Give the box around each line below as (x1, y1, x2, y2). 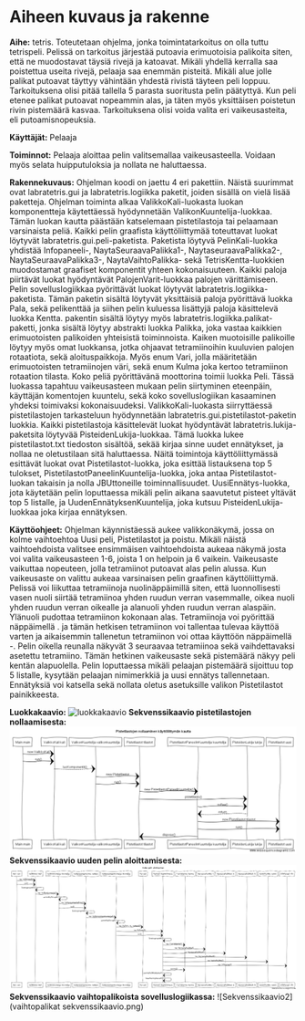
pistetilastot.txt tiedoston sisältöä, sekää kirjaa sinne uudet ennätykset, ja (9, 438, 284, 449)
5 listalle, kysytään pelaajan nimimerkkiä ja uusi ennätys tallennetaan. (9, 669, 270, 681)
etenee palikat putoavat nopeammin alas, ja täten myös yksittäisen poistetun (9, 94, 296, 106)
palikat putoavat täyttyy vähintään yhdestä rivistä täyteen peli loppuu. (9, 75, 270, 86)
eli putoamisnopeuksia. (9, 114, 97, 125)
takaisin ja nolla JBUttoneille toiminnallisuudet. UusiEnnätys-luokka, (36, 477, 290, 488)
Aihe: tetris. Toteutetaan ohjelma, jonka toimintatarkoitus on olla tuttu (9, 36, 269, 47)
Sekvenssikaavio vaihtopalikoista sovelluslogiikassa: (9, 992, 216, 1003)
